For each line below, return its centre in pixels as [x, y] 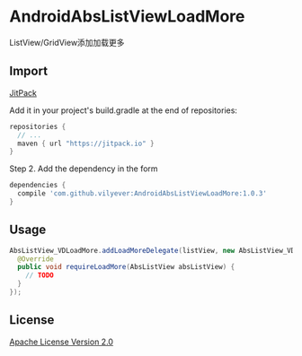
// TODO [40, 275]
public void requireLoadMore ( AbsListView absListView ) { [126, 267]
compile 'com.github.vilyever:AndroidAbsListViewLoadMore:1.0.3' [142, 194]
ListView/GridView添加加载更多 [67, 42]
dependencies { [38, 186]
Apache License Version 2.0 [62, 342]
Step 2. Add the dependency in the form [84, 169]
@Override [36, 259]
